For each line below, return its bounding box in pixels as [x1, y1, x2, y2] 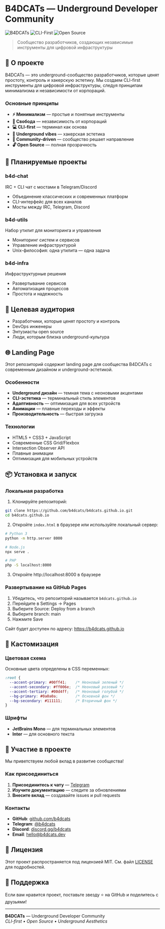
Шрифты [5, 715, 27, 722]
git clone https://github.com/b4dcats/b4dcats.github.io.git [5, 508, 133, 513]
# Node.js [5, 545, 26, 550]
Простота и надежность [12, 291, 63, 297]
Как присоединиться [5, 770, 59, 777]
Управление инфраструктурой [12, 242, 76, 248]
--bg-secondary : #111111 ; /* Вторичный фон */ [9, 698, 118, 703]
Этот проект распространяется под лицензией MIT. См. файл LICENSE [5, 859, 153, 864]
